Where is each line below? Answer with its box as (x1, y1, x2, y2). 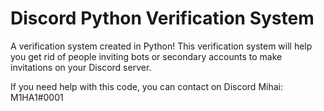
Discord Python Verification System (10, 7, 315, 30)
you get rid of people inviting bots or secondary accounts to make (10, 50, 283, 62)
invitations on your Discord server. (10, 61, 152, 73)
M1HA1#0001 (10, 91, 64, 103)
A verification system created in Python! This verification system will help (10, 40, 313, 52)
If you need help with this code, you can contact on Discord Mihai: (10, 80, 283, 92)
